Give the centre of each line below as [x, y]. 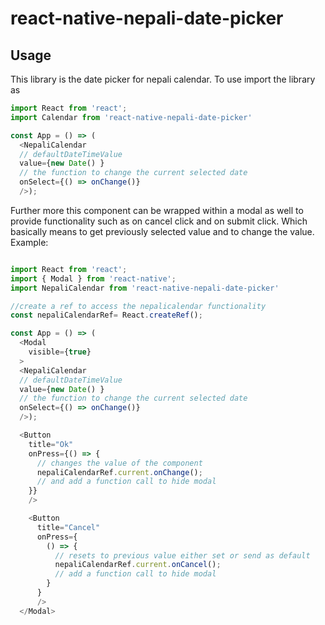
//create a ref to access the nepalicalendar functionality [138, 306]
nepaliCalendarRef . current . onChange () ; [119, 472]
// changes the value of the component [119, 463]
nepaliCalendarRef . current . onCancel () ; [138, 565]
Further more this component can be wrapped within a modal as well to [157, 210]
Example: [29, 242]
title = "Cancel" [68, 527]
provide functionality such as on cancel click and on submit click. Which [159, 221]
